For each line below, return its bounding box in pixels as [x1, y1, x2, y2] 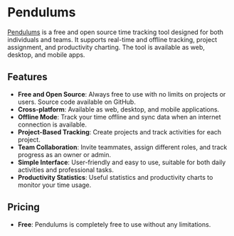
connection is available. [17, 120, 87, 129]
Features [7, 71, 48, 83]
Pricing [7, 201, 41, 213]
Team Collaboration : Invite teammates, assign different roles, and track [17, 143, 228, 151]
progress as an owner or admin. [17, 150, 112, 159]
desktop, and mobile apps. [7, 50, 85, 59]
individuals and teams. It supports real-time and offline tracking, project [7, 35, 218, 43]
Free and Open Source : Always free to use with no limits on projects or [17, 90, 226, 98]
